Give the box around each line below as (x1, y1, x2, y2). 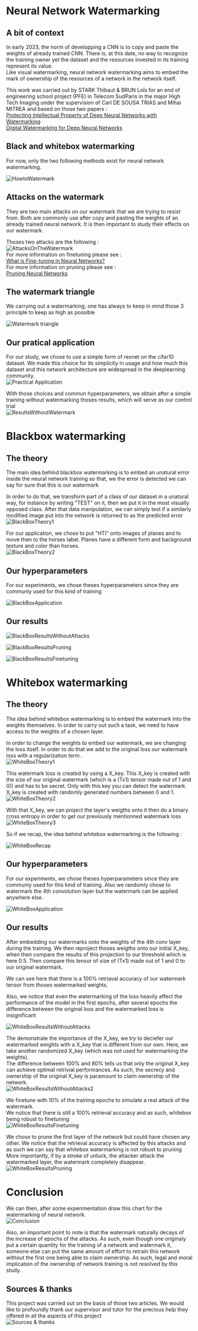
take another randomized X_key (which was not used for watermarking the (6, 1047, 188, 1054)
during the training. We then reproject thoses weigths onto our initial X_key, (6, 944, 189, 952)
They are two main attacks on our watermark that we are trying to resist (6, 208, 181, 215)
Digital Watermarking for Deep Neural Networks (6, 125, 123, 131)
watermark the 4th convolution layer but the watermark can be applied (6, 888, 178, 895)
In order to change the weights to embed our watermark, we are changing (6, 739, 186, 746)
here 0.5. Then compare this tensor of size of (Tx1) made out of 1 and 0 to (6, 957, 185, 964)
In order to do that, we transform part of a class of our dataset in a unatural (6, 493, 189, 500)
